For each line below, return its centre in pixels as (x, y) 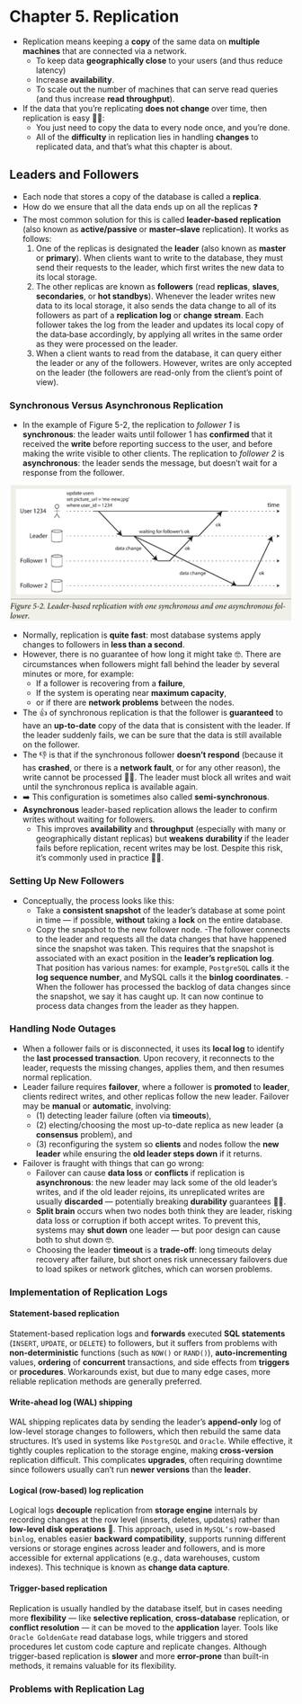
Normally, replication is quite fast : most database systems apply (142, 635)
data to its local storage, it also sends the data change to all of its (156, 305)
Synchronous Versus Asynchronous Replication (116, 405)
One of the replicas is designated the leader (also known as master (161, 248)
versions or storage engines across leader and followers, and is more (138, 1548)
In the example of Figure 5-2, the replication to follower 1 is (131, 425)
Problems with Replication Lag (77, 1689)
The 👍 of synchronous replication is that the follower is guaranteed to (152, 713)
